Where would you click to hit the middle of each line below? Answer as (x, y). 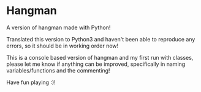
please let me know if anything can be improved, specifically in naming (96, 64)
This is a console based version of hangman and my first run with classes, (100, 57)
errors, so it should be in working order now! (63, 46)
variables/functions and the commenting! (58, 70)
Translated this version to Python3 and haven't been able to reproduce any (101, 39)
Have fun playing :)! (31, 82)
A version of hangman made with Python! (59, 27)
